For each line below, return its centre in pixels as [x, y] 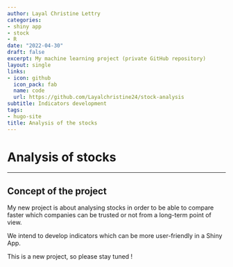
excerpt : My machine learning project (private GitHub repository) [107, 59]
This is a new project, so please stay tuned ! [70, 257]
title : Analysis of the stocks [52, 123]
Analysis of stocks [62, 157]
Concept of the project [57, 191]
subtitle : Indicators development [57, 104]
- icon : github [29, 78]
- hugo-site [24, 116]
